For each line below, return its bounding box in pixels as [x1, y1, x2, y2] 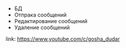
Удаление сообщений [14, 24, 70, 31]
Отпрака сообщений [14, 11, 67, 18]
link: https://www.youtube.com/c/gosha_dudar [5, 36, 120, 42]
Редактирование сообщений [14, 18, 88, 24]
